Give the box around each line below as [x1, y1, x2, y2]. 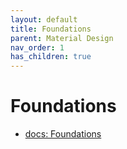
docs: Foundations [24, 128, 102, 140]
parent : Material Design [10, 33, 114, 43]
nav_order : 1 [10, 42, 65, 53]
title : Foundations [10, 24, 92, 34]
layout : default [10, 14, 78, 25]
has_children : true [10, 52, 92, 62]
